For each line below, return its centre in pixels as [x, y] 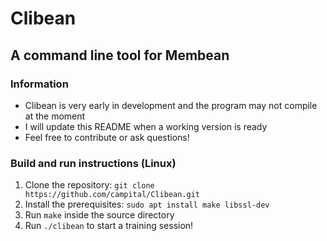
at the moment [55, 116]
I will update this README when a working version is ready [146, 126]
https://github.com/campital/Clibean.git [112, 195]
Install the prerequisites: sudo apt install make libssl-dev [147, 204]
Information [39, 84]
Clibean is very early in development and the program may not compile [171, 105]
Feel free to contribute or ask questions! [107, 137]
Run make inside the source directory [99, 215]
